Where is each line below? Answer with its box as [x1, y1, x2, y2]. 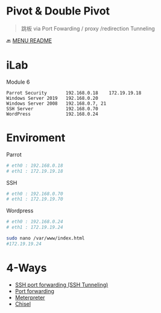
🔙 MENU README [6, 37, 52, 44]
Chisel [14, 300, 31, 308]
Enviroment [6, 131, 66, 145]
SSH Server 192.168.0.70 [6, 105, 98, 112]
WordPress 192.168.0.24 [6, 111, 98, 117]
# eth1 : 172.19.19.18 [6, 168, 63, 174]
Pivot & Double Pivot [6, 4, 110, 18]
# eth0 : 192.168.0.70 [6, 191, 63, 197]
